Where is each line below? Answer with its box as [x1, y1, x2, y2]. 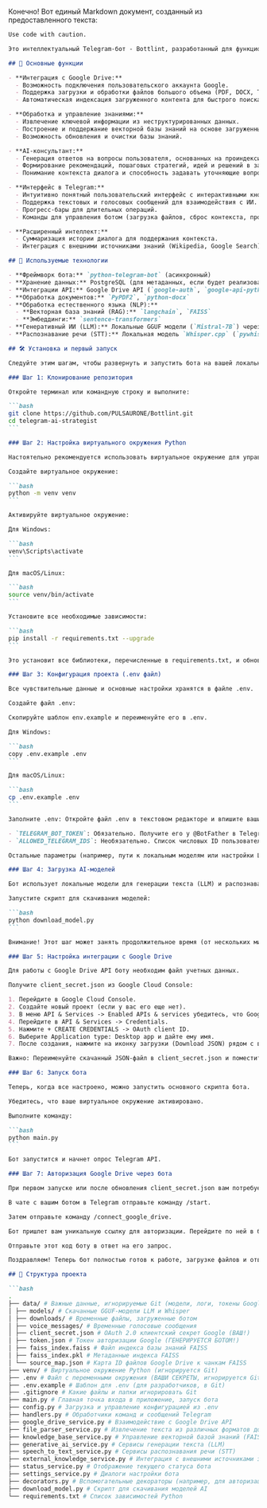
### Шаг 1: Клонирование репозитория [8, 374, 133, 382]
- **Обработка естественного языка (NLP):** [8, 300, 158, 309]
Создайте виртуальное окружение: [8, 468, 119, 476]
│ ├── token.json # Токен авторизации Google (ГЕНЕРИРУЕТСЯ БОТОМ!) [8, 1337, 240, 1345]
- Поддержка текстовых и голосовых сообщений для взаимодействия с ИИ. [15, 198, 258, 206]
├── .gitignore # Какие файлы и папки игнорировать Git [8, 1389, 197, 1396]
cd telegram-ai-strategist [8, 417, 98, 425]
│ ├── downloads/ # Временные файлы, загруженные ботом [8, 1314, 197, 1322]
